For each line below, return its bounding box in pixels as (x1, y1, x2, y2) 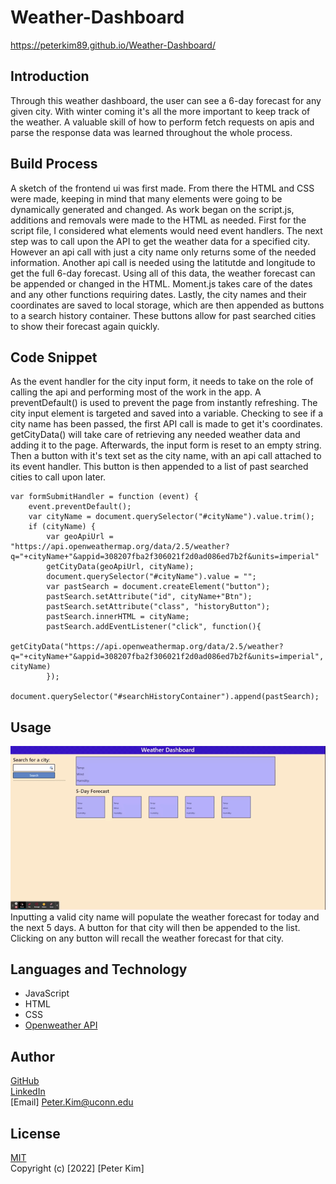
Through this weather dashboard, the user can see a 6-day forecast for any (10, 94, 322, 106)
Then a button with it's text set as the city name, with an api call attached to (10, 450, 322, 462)
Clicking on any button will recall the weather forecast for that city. (10, 932, 285, 944)
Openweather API (24, 1019, 98, 1031)
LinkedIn (10, 1086, 46, 1098)
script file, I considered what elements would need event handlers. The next (10, 224, 323, 236)
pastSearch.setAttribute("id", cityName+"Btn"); (46, 592, 253, 602)
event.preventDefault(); (28, 502, 132, 512)
